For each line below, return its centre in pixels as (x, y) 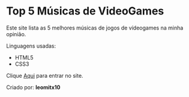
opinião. (16, 34)
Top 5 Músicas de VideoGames (85, 11)
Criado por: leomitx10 (34, 87)
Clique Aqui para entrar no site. (45, 75)
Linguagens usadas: (31, 46)
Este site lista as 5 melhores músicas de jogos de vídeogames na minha (95, 28)
